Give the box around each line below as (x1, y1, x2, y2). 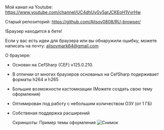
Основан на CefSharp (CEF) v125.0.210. (12, 62, 94, 67)
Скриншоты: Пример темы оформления (12, 120, 96, 125)
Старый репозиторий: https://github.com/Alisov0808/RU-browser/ (5, 19, 141, 24)
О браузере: (5, 52, 31, 58)
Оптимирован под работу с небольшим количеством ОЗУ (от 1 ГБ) (12, 101, 152, 107)
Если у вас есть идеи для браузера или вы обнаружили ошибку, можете (5, 38, 157, 43)
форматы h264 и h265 (12, 77, 59, 82)
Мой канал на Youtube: (5, 4, 53, 10)
